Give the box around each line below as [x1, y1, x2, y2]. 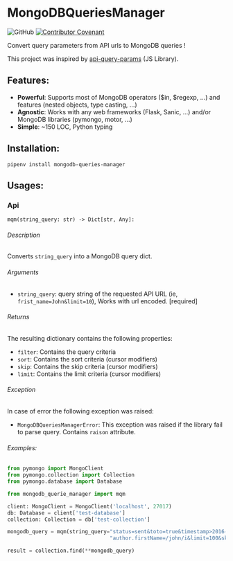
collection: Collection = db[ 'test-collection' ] [7, 516, 150, 523]
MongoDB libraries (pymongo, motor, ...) [17, 115, 133, 123]
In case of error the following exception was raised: [7, 407, 154, 416]
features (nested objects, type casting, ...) [17, 100, 137, 109]
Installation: [7, 143, 60, 154]
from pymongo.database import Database [7, 478, 123, 486]
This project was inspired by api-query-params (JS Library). [7, 54, 179, 63]
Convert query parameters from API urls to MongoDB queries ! [7, 41, 186, 49]
